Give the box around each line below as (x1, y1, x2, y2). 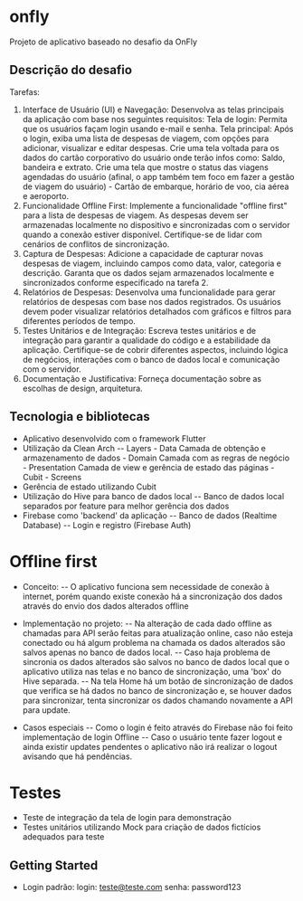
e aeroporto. (22, 190, 70, 201)
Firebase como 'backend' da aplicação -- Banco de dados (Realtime (22, 509, 278, 521)
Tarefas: (9, 86, 41, 97)
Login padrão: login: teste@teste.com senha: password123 (22, 882, 241, 893)
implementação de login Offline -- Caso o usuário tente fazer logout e (22, 731, 283, 743)
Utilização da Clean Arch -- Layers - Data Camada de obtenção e (22, 442, 267, 453)
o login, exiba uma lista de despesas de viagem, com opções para (22, 133, 270, 144)
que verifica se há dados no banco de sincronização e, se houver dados (22, 685, 292, 696)
